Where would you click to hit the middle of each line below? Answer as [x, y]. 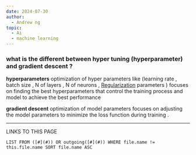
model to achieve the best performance [53, 97]
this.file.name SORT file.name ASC [49, 147]
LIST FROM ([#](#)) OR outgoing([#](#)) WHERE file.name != [81, 142]
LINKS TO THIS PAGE [32, 132]
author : [15, 17]
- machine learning [35, 38]
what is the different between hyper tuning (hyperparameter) [94, 59]
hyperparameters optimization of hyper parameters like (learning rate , [92, 79]
